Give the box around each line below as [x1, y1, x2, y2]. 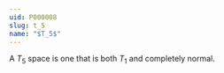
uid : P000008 [9, 12, 58, 22]
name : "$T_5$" [9, 29, 62, 38]
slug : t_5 [9, 21, 46, 30]
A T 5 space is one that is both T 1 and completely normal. [9, 54, 215, 66]
